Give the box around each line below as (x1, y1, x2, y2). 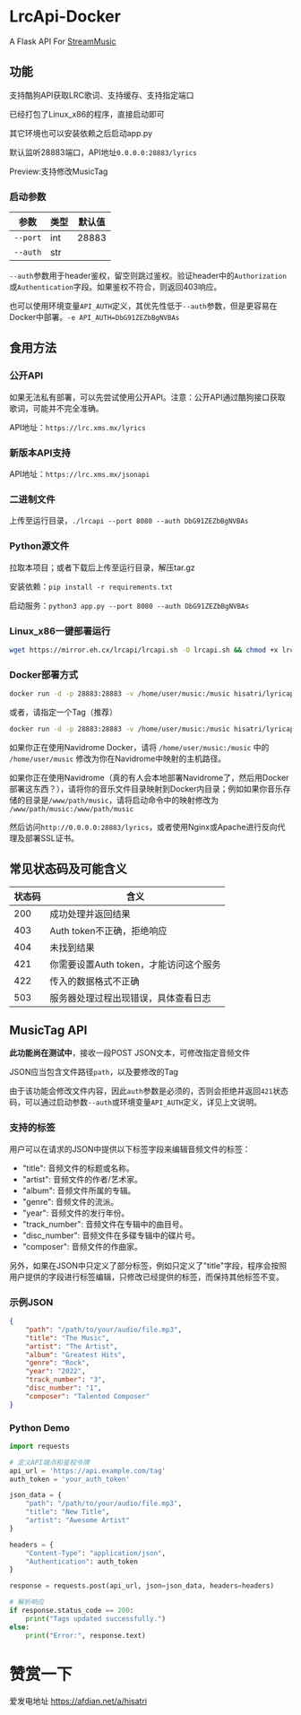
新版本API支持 (9, 446, 72, 459)
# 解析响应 (9, 1598, 45, 1607)
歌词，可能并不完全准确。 (9, 403, 104, 413)
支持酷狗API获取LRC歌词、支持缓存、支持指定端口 (9, 90, 194, 100)
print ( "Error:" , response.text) (25, 1631, 146, 1640)
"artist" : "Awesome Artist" (25, 1516, 130, 1525)
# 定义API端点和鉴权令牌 (9, 1458, 90, 1467)
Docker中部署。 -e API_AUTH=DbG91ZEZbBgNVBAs (9, 312, 180, 323)
